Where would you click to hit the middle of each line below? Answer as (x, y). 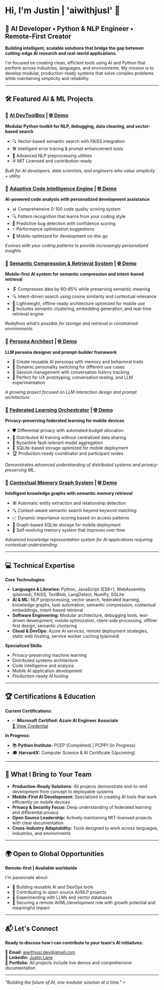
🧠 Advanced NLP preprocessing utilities (52, 156)
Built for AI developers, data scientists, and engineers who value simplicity (80, 170)
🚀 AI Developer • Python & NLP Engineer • (69, 29)
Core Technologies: (25, 579)
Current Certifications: (29, 711)
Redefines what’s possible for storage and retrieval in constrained (72, 323)
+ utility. (13, 176)
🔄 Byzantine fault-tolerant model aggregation (57, 443)
